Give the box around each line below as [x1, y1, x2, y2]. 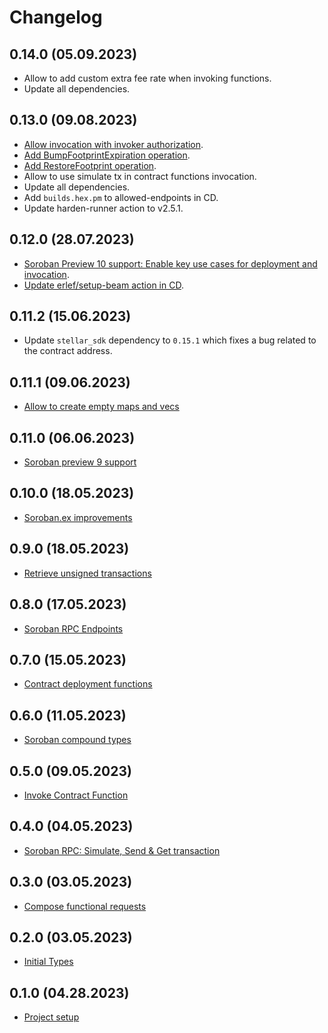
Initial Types [23, 956, 74, 968]
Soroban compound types [23, 734, 132, 746]
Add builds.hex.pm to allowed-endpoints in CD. [23, 191, 219, 203]
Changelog [9, 6, 103, 29]
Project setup [23, 1011, 80, 1023]
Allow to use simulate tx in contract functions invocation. [23, 170, 257, 182]
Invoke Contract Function [23, 789, 129, 801]
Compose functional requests [23, 900, 147, 912]
